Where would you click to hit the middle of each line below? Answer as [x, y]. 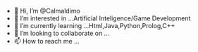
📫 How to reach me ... [47, 41]
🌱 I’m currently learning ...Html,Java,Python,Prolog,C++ [94, 26]
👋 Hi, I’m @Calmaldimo [47, 11]
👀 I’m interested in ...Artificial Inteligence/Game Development [102, 18]
